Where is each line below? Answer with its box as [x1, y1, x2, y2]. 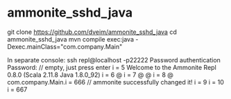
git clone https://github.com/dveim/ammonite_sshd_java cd [7, 28, 177, 36]
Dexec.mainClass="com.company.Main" [7, 42, 123, 51]
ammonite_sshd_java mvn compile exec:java [7, 35, 134, 43]
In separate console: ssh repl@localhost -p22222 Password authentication [7, 55, 221, 64]
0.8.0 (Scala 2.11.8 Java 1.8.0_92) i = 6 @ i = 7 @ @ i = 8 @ [7, 71, 173, 79]
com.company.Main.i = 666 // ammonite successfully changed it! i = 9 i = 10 [7, 78, 224, 86]
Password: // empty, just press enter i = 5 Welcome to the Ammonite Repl [7, 63, 216, 71]
